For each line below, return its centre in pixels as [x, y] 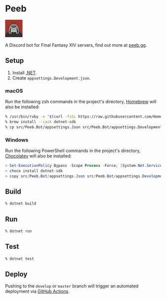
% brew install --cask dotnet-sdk [41, 122]
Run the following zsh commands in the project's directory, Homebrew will [81, 102]
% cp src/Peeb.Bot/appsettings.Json [43, 127]
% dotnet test [20, 259]
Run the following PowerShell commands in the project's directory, [73, 150]
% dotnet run [19, 231]
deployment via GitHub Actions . [38, 292]
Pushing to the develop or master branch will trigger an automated [72, 286]
